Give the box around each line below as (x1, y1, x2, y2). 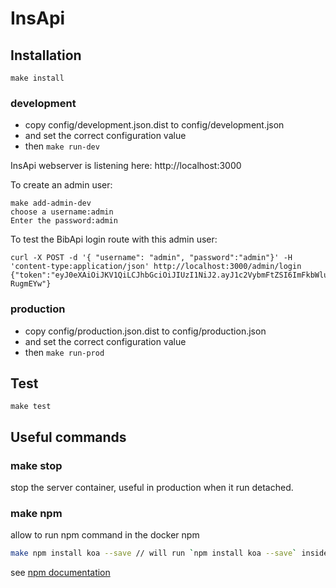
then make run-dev (24, 140, 100, 152)
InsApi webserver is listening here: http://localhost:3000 (10, 160, 242, 172)
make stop (10, 458, 63, 472)
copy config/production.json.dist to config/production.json (24, 325, 267, 337)
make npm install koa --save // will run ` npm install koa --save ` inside (10, 548, 329, 559)
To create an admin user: (10, 179, 113, 191)
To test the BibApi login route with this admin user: (10, 233, 218, 246)
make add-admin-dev (10, 198, 92, 209)
